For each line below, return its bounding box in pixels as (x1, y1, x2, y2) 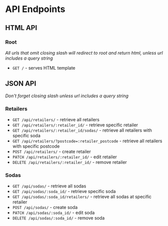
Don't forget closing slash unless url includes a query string (5, 93, 129, 99)
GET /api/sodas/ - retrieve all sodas (12, 183, 86, 189)
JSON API (5, 79, 37, 88)
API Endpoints (5, 4, 66, 15)
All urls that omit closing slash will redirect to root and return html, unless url (5, 50, 163, 56)
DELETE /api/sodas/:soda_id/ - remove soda (12, 215, 105, 221)
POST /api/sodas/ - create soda (12, 204, 78, 210)
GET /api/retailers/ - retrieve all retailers (12, 116, 100, 122)
